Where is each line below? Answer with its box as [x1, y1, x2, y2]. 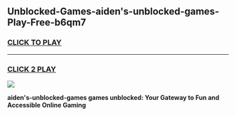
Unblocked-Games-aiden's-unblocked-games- [7, 6, 220, 18]
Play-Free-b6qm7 [7, 17, 86, 29]
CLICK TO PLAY [7, 38, 62, 48]
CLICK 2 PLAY [7, 64, 56, 74]
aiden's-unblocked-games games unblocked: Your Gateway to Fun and [7, 93, 220, 101]
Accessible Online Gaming [7, 101, 86, 109]
